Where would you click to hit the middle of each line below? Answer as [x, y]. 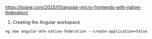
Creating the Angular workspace [46, 22]
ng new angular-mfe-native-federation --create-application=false [76, 31]
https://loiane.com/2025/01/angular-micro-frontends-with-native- [73, 7]
